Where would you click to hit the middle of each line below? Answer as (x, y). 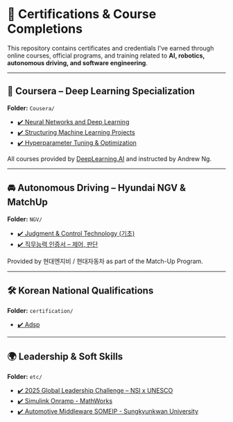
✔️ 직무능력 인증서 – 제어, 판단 (58, 244)
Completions (45, 29)
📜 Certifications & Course (82, 14)
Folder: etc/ (25, 377)
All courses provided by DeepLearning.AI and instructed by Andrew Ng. (110, 158)
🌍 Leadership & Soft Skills (65, 356)
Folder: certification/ (40, 311)
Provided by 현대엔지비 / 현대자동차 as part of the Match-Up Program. (105, 261)
